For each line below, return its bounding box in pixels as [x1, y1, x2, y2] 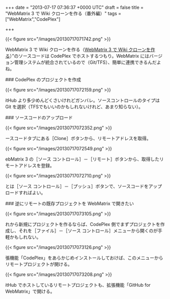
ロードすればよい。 [5, 190, 46, 196]
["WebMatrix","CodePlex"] [5, 16, 61, 22]
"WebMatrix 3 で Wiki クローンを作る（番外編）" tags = [5, 10, 121, 16]
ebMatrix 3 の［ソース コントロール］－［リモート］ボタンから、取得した [5, 156, 160, 162]
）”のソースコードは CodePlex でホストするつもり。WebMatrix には [10, 53, 149, 59]
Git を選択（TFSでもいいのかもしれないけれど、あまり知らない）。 [5, 104, 144, 109]
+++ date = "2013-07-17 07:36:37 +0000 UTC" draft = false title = [5, 5, 144, 10]
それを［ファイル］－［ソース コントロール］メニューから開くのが [18, 227, 158, 234]
